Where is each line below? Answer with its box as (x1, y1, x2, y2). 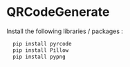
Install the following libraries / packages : (6, 27, 124, 35)
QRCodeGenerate (6, 4, 110, 20)
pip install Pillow (12, 46, 69, 54)
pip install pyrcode (12, 40, 72, 47)
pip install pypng (12, 53, 66, 60)
